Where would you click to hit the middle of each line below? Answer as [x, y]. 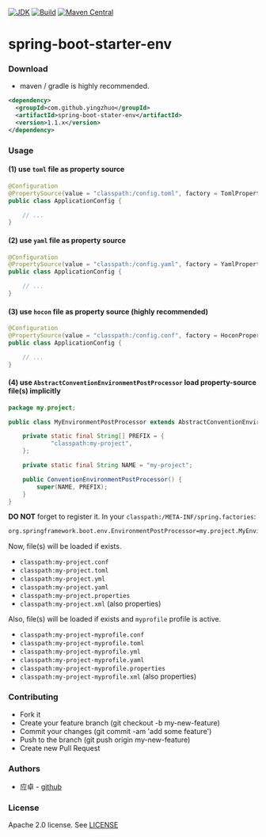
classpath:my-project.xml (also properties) [90, 604]
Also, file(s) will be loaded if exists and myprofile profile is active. [115, 619]
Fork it [30, 714]
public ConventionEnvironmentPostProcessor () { [102, 479]
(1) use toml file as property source [66, 169]
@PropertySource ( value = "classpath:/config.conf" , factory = [113, 336]
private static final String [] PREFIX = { [93, 436]
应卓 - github [40, 786]
